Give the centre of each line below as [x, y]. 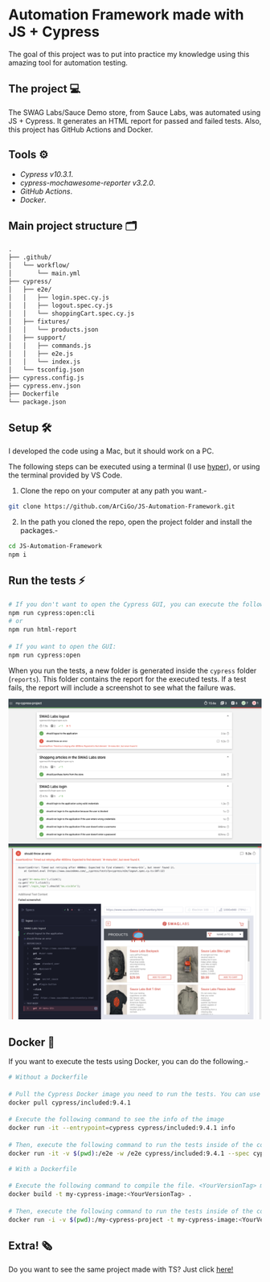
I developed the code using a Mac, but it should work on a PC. [111, 451]
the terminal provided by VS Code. [65, 475]
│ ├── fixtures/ [39, 322]
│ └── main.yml [45, 274]
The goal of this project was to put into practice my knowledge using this [129, 54]
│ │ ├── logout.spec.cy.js [61, 306]
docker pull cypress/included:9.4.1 [70, 1103]
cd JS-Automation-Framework [55, 547]
